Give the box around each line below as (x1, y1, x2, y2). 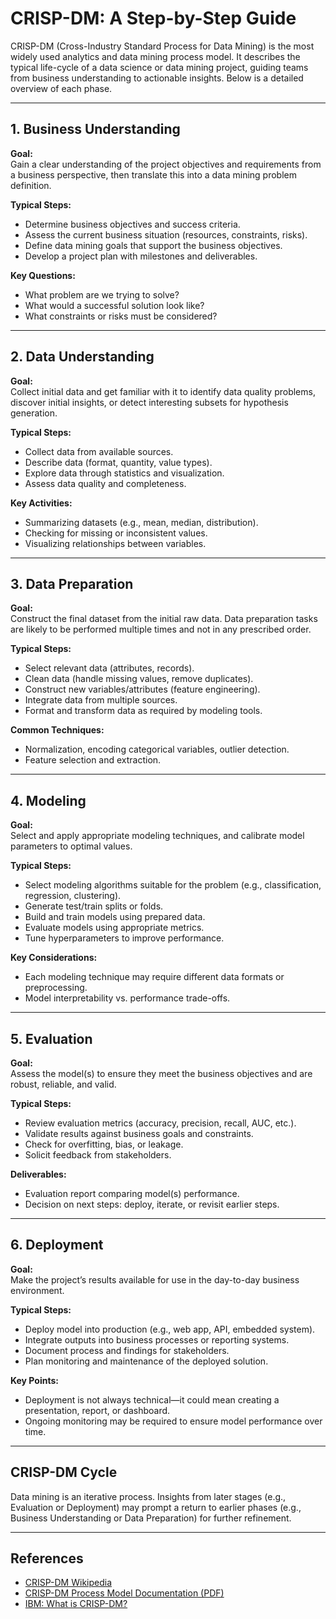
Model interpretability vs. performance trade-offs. (24, 992, 231, 1004)
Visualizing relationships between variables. (24, 537, 207, 549)
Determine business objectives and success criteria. (24, 218, 241, 230)
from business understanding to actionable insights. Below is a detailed (10, 72, 304, 84)
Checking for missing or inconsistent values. (24, 527, 208, 539)
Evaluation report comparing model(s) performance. (24, 1188, 240, 1199)
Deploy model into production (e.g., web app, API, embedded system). (24, 1323, 316, 1335)
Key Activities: (10, 497, 73, 509)
